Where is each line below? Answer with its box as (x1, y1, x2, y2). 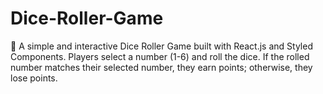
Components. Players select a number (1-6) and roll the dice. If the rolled (10, 50, 310, 62)
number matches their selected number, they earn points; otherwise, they (10, 61, 313, 73)
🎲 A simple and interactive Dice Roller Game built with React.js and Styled (10, 40, 313, 52)
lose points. (10, 72, 58, 84)
